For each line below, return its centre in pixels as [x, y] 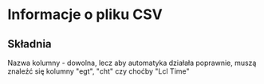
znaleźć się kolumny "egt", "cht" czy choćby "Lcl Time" [99, 71]
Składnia [30, 44]
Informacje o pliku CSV [85, 15]
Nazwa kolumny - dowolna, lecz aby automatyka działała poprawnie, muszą [132, 63]
